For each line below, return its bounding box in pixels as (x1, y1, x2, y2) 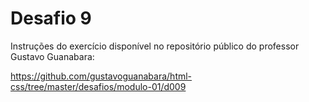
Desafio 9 (10, 7, 92, 30)
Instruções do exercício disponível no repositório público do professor (10, 40, 300, 52)
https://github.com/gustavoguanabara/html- (10, 70, 193, 82)
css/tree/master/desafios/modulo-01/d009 (10, 80, 187, 92)
